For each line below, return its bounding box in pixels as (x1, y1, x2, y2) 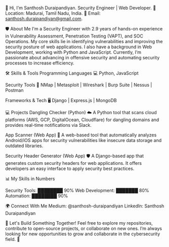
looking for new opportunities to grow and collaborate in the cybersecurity (5, 231, 160, 237)
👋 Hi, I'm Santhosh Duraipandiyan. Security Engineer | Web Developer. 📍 (5, 5, 156, 11)
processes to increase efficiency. (5, 60, 74, 66)
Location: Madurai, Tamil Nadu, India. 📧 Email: (5, 10, 101, 16)
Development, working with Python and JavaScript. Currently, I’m (5, 49, 142, 55)
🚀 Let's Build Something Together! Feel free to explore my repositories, (5, 220, 153, 226)
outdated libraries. (5, 143, 44, 149)
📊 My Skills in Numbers (5, 175, 55, 182)
